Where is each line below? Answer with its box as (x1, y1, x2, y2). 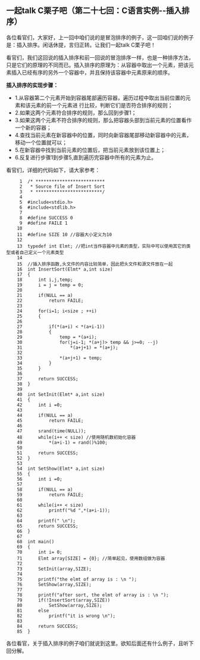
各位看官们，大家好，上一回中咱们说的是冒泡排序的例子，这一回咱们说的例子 (6, 33, 194, 41)
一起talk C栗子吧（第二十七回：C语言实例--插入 (6, 5, 182, 16)
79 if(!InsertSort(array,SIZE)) (17, 597, 111, 603)
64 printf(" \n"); (17, 518, 76, 523)
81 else (17, 608, 49, 613)
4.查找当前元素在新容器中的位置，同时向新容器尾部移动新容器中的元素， (14, 131, 192, 138)
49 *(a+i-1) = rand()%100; (17, 439, 108, 445)
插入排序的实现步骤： (6, 81, 58, 88)
